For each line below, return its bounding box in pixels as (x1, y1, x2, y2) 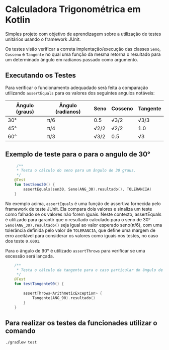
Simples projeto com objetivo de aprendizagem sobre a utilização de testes (5, 31, 161, 37)
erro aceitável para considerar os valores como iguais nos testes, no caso (5, 232, 158, 238)
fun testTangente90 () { (14, 282, 64, 287)
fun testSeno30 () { (14, 182, 55, 187)
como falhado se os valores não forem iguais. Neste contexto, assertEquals (5, 211, 162, 217)
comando (5, 326, 36, 335)
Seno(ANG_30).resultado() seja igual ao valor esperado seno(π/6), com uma (5, 222, 162, 228)
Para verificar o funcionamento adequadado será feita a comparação (5, 84, 148, 91)
